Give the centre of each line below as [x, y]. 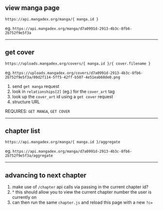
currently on [24, 197]
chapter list [23, 131]
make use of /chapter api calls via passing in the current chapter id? [80, 187]
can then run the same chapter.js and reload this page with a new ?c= [82, 202]
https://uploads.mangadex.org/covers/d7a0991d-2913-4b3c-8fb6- [78, 73]
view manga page [32, 8]
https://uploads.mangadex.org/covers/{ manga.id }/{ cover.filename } [78, 63]
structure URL [26, 102]
